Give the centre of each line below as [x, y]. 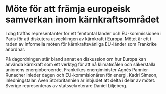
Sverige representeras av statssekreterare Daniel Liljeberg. [66, 85]
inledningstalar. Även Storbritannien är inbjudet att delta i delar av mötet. [80, 80]
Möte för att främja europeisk [68, 9]
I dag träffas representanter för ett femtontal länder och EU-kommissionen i [84, 33]
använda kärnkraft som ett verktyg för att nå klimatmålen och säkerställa [80, 64]
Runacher [15, 75]
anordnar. [15, 49]
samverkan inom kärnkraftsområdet [82, 20]
